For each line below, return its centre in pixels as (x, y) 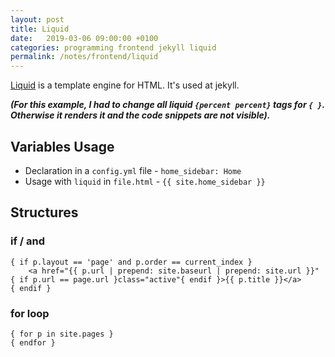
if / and (28, 241)
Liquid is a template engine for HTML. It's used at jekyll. (125, 85)
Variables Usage (62, 146)
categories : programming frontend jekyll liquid (113, 47)
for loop (30, 313)
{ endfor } (33, 342)
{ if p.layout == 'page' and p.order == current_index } (131, 262)
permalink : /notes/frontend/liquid (84, 57)
